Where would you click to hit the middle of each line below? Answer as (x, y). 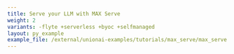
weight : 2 (22, 20)
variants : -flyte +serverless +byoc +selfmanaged (81, 27)
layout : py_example (36, 33)
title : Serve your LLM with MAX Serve (64, 14)
